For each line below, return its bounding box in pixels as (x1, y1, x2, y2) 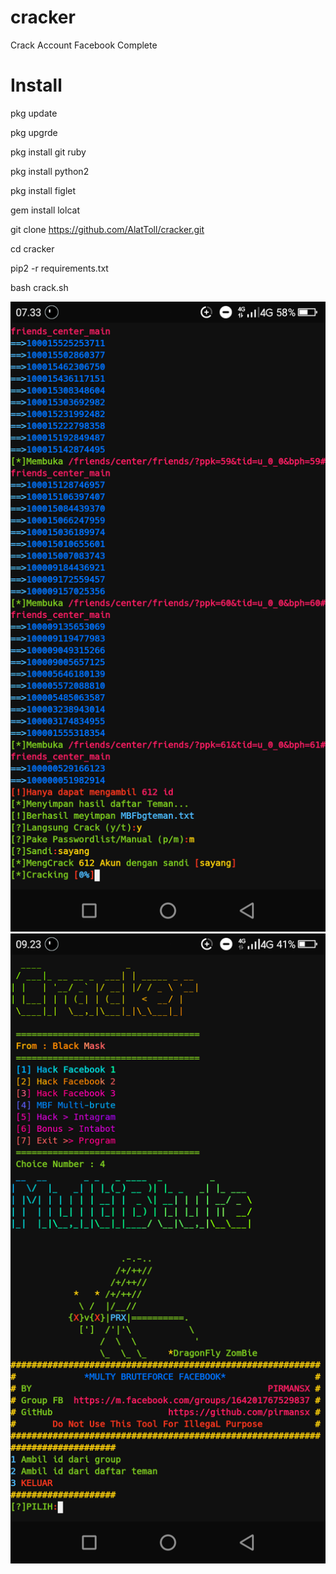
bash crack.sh (10, 281, 69, 293)
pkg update (10, 107, 58, 119)
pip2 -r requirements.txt (10, 262, 109, 274)
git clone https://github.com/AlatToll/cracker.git (10, 223, 205, 235)
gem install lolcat (10, 204, 80, 216)
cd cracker (10, 242, 55, 255)
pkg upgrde (10, 126, 58, 138)
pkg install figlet (10, 184, 77, 196)
